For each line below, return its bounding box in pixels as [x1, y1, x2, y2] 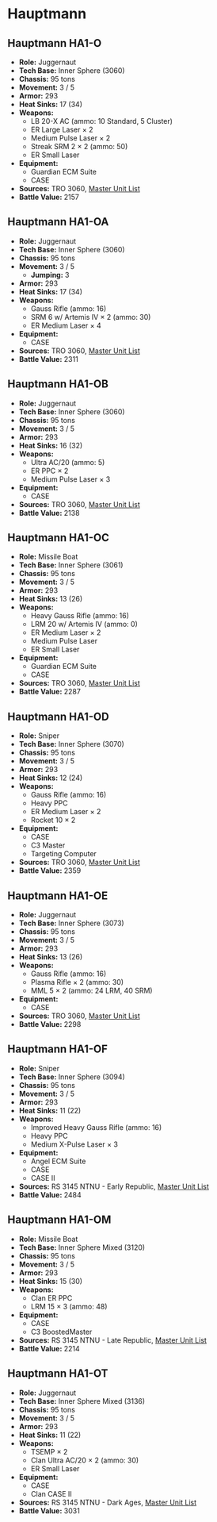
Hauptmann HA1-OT [7, 1366, 108, 1381]
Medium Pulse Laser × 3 [30, 474, 111, 484]
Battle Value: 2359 [18, 866, 82, 875]
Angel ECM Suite [30, 1156, 86, 1166]
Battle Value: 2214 [18, 1343, 80, 1353]
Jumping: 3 [30, 270, 70, 279]
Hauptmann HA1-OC [7, 531, 110, 544]
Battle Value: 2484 [18, 1190, 82, 1199]
